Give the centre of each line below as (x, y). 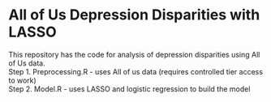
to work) (22, 80)
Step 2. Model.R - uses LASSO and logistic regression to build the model (129, 89)
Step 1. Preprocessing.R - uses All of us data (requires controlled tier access (136, 71)
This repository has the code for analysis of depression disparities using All (134, 54)
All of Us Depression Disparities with (134, 15)
